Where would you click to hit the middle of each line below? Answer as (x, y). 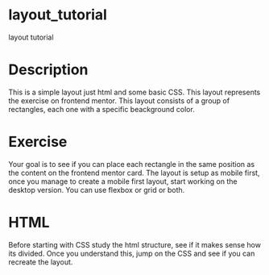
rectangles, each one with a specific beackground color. (101, 109)
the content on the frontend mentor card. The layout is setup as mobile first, (134, 173)
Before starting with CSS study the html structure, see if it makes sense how (135, 244)
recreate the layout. (41, 262)
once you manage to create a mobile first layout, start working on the (123, 181)
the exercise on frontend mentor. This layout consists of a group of (119, 100)
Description (48, 70)
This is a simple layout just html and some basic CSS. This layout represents (134, 92)
